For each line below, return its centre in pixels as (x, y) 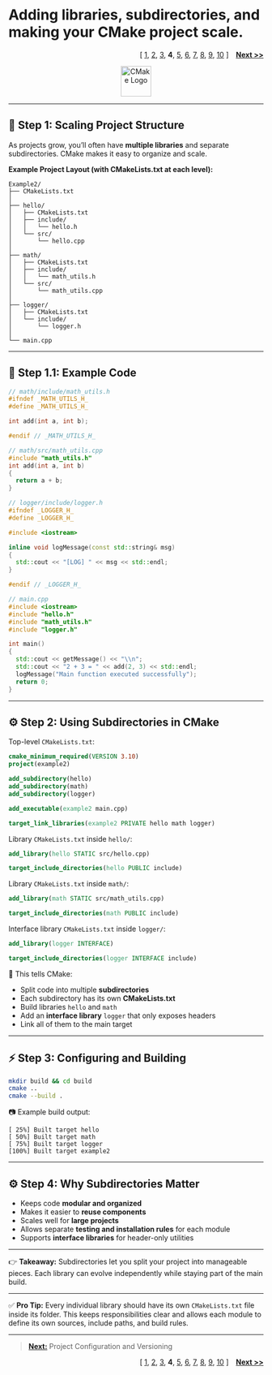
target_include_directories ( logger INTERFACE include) (103, 958)
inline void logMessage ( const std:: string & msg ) (92, 547)
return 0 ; (32, 682)
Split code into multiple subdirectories (85, 989)
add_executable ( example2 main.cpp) (68, 808)
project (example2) (39, 765)
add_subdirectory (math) (49, 787)
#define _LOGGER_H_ (41, 518)
